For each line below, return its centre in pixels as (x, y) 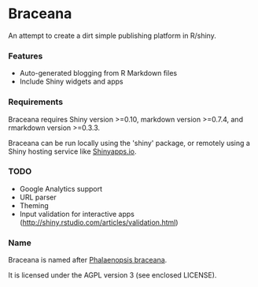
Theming (34, 205)
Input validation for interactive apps (77, 214)
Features (26, 56)
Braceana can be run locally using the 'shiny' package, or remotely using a (129, 143)
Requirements (36, 102)
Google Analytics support (61, 188)
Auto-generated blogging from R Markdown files (98, 73)
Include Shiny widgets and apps (71, 82)
